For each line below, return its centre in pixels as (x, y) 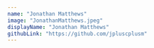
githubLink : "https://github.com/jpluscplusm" (77, 34)
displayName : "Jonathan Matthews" (59, 27)
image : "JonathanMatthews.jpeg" (55, 20)
